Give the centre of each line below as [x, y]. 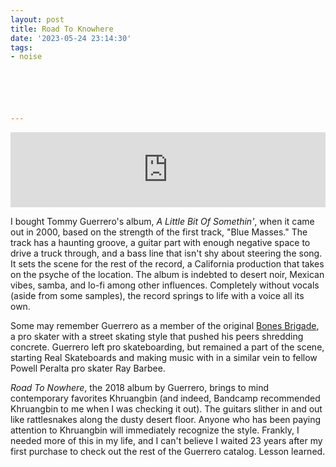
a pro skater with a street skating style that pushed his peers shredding [157, 337]
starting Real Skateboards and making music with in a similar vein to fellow [164, 358]
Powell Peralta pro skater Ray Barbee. [88, 368]
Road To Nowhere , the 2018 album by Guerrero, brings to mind [140, 388]
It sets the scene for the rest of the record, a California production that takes [167, 264]
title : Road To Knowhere [62, 29]
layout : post [37, 19]
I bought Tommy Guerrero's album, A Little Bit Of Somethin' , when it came [162, 222]
